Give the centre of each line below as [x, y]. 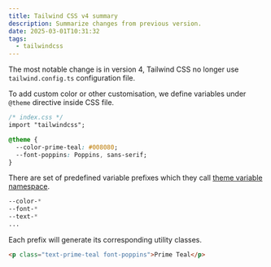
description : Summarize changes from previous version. [105, 24]
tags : [17, 39]
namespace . [29, 186]
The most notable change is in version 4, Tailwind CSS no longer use [124, 69]
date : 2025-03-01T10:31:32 [54, 31]
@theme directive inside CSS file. [61, 103]
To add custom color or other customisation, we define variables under [127, 94]
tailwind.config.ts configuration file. [72, 78]
